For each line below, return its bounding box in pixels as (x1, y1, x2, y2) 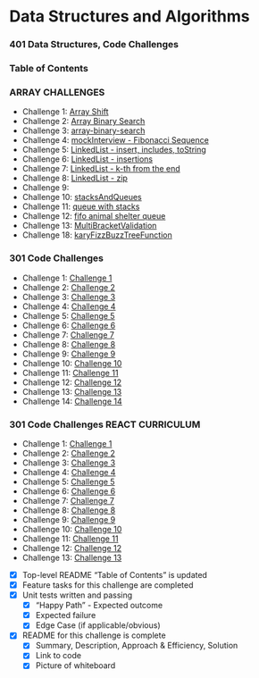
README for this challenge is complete (21, 630, 167, 640)
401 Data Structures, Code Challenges (9, 38, 180, 51)
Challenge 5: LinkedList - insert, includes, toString (21, 145, 207, 155)
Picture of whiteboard (35, 660, 116, 671)
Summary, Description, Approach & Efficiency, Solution (35, 640, 238, 651)
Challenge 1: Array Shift (21, 106, 109, 117)
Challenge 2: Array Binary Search (21, 116, 146, 127)
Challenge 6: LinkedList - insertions (21, 154, 154, 164)
